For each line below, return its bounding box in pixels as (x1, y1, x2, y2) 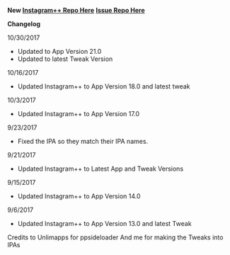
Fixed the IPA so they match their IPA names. (17, 137, 149, 145)
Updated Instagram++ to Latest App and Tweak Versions (17, 164, 184, 173)
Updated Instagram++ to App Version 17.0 (17, 110, 140, 118)
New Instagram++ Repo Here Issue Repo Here (7, 6, 145, 14)
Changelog (7, 20, 41, 28)
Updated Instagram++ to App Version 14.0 (17, 192, 141, 200)
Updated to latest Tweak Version (17, 55, 113, 63)
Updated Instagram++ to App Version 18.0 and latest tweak (17, 82, 190, 91)
